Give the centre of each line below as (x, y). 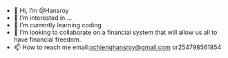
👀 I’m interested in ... (43, 18)
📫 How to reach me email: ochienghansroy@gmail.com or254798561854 (117, 47)
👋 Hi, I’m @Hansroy (41, 11)
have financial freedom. (47, 40)
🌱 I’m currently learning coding (58, 25)
